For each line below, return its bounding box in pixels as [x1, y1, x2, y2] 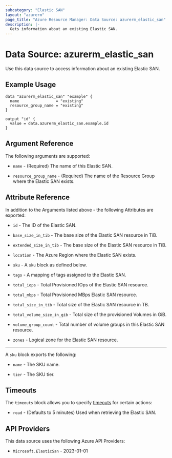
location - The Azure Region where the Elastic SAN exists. [12, 252, 137, 258]
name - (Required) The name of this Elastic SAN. [12, 162, 113, 169]
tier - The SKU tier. [12, 371, 55, 377]
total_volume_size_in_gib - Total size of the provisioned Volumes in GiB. [12, 311, 167, 318]
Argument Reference [5, 139, 74, 148]
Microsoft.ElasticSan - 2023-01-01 [12, 448, 88, 454]
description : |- [5, 22, 40, 27]
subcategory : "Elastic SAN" [5, 7, 66, 13]
